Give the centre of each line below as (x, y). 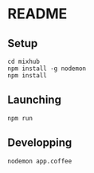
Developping (40, 143)
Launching (34, 100)
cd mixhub (24, 61)
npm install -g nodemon (47, 69)
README (37, 14)
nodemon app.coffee (40, 161)
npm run (20, 118)
